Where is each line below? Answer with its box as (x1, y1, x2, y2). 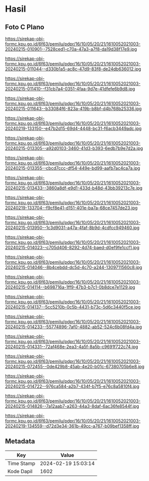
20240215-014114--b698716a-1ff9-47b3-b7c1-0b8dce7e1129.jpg (5, 284, 135, 290)
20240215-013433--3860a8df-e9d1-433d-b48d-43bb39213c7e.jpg (5, 185, 143, 191)
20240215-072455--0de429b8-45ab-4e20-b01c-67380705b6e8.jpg (5, 364, 145, 369)
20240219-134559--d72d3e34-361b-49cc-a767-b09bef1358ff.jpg (5, 423, 139, 429)
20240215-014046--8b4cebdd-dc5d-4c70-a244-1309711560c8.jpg (5, 265, 143, 270)
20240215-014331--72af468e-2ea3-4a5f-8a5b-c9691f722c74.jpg (5, 344, 138, 350)
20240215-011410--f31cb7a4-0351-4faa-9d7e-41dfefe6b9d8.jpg (5, 86, 135, 91)
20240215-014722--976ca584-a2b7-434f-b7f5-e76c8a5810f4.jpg (5, 383, 139, 389)
